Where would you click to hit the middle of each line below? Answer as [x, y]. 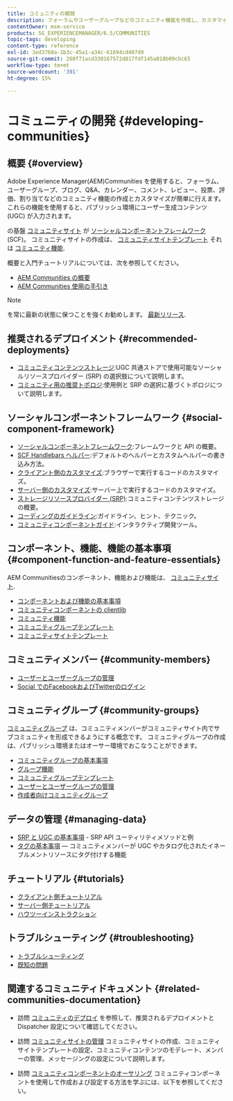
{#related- [177, 989]
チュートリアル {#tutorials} [66, 878]
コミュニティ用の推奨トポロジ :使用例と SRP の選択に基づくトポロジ [113, 385]
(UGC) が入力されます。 [41, 216]
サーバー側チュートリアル [54, 905]
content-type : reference [43, 46]
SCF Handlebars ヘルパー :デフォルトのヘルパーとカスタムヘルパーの [115, 455]
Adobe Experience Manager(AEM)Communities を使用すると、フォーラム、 [115, 181]
